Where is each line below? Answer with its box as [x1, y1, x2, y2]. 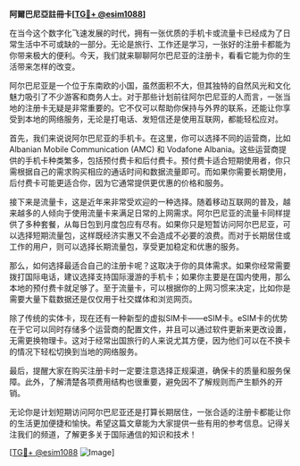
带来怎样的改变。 [16, 62, 80, 72]
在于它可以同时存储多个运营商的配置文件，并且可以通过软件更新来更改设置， [9, 324, 291, 335]
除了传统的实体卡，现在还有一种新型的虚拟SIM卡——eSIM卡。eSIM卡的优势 [9, 313, 288, 323]
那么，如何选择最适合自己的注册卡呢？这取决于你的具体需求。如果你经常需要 [9, 260, 291, 271]
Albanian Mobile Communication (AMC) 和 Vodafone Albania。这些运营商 [9, 144, 279, 155]
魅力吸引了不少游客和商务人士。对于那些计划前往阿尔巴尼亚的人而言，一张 [9, 91, 283, 102]
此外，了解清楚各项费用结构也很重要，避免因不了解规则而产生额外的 [24, 377, 275, 387]
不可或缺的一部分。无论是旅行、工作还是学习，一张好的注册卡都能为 [39, 39, 291, 49]
